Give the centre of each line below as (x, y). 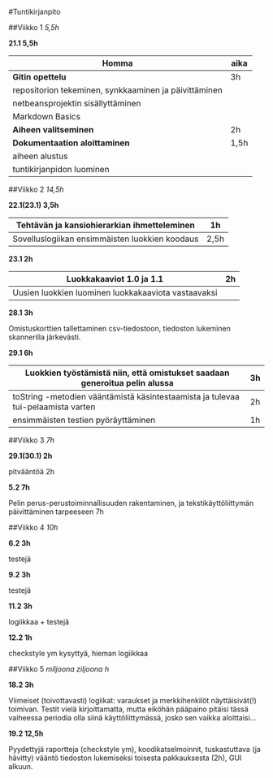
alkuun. (21, 766)
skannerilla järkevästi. (45, 337)
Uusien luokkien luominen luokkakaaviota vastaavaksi (115, 293)
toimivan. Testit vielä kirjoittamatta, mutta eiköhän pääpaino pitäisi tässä (129, 709)
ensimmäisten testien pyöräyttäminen (84, 420)
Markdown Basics (47, 117)
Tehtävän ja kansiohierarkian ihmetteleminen (105, 225)
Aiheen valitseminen (53, 130)
